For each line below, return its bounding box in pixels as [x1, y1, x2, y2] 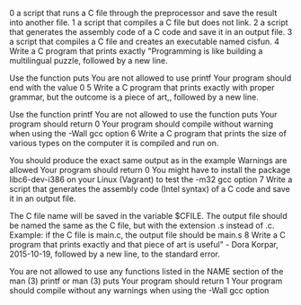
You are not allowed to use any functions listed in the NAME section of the [9, 266, 284, 276]
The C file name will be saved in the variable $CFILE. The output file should [9, 211, 288, 221]
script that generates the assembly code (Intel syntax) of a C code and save [9, 184, 290, 194]
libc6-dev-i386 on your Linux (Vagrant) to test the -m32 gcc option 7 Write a [9, 174, 293, 185]
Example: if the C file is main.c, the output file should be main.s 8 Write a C [9, 230, 286, 240]
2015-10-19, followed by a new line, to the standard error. [9, 248, 220, 259]
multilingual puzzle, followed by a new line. [9, 56, 168, 65]
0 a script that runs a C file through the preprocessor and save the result [9, 8, 278, 18]
